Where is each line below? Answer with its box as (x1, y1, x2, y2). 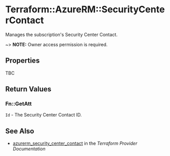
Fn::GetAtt (5, 100, 32, 107)
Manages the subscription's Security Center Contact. (5, 31, 118, 37)
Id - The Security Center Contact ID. (5, 112, 82, 118)
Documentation (12, 146, 46, 152)
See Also (5, 127, 34, 135)
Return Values (5, 85, 52, 93)
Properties (5, 56, 40, 65)
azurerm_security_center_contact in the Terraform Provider (12, 140, 137, 147)
